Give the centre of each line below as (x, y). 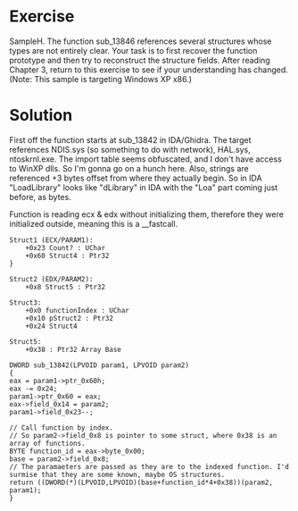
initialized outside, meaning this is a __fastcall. (94, 223)
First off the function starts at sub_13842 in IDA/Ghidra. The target (130, 139)
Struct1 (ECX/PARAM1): (51, 240)
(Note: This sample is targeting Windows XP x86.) (101, 79)
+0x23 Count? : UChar (65, 247)
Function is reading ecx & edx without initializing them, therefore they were (146, 214)
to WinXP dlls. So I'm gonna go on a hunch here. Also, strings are (129, 168)
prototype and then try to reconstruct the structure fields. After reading (140, 60)
